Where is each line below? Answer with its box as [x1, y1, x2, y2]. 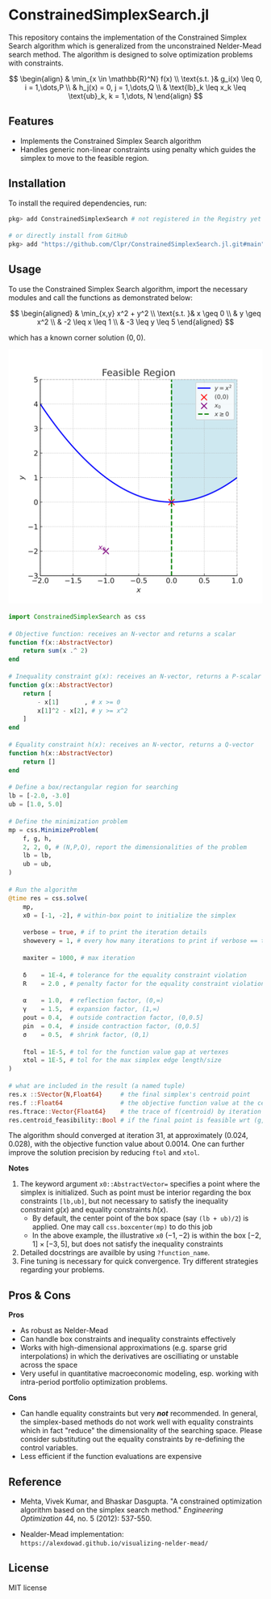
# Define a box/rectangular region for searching [8, 783, 179, 792]
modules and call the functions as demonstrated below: [8, 293, 194, 302]
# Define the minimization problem [8, 817, 128, 826]
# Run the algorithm [8, 886, 78, 894]
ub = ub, [23, 860, 52, 869]
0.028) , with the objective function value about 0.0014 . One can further [8, 1139, 245, 1149]
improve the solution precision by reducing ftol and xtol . [8, 1148, 200, 1157]
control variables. [19, 1443, 78, 1453]
